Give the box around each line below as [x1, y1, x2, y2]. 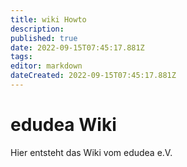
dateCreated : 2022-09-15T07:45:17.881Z [10, 71, 177, 81]
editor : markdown [10, 61, 83, 71]
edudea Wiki [10, 114, 117, 136]
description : [10, 24, 65, 34]
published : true [10, 33, 78, 43]
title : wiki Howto [10, 14, 87, 25]
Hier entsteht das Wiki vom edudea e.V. [10, 146, 173, 158]
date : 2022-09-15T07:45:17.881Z [10, 42, 145, 53]
